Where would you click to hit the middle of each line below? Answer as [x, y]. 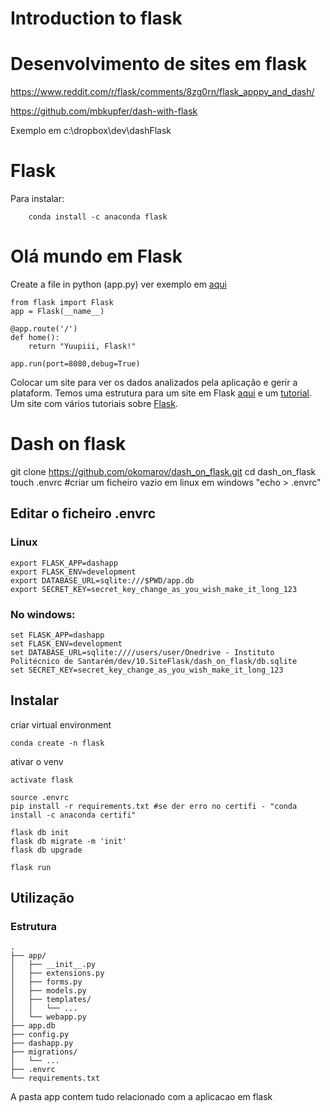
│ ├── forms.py [46, 982]
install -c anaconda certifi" [73, 815]
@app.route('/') [44, 329]
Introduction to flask [96, 18]
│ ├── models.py [48, 991]
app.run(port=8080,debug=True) [75, 364]
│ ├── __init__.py [53, 965]
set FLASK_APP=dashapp [57, 635]
